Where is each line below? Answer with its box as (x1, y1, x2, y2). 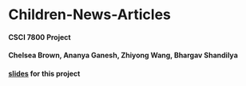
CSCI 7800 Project (8, 32, 71, 41)
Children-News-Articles (8, 6, 172, 24)
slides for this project (8, 68, 81, 78)
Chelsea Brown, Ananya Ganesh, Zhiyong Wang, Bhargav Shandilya (8, 50, 238, 61)
